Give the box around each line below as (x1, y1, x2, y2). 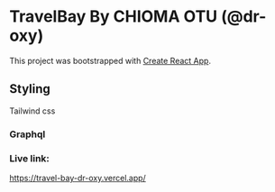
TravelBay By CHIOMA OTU (9, 6, 218, 27)
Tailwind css (9, 105, 56, 116)
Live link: (9, 151, 50, 164)
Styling (9, 81, 51, 96)
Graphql (9, 128, 46, 141)
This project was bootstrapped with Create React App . (9, 55, 212, 66)
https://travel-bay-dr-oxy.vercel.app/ (9, 172, 146, 183)
